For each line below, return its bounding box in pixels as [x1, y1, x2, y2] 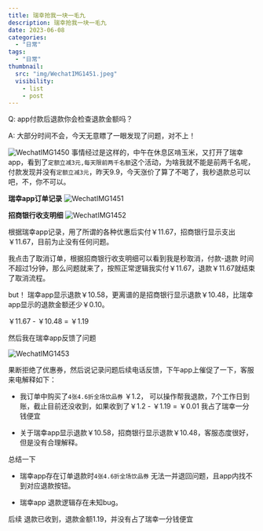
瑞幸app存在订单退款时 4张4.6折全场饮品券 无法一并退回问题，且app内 [19, 471, 239, 481]
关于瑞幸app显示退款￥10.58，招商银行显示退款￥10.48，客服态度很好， [19, 428, 253, 438]
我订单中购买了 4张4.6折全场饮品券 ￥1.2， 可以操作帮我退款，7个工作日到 [19, 392, 250, 401]
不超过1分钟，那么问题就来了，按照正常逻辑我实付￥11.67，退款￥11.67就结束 [8, 264, 256, 273]
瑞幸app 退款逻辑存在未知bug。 [19, 498, 123, 507]
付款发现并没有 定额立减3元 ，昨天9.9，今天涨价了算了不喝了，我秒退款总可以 [8, 167, 251, 177]
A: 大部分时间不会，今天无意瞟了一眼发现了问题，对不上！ [8, 131, 196, 141]
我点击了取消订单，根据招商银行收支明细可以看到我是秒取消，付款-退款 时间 [8, 254, 254, 263]
